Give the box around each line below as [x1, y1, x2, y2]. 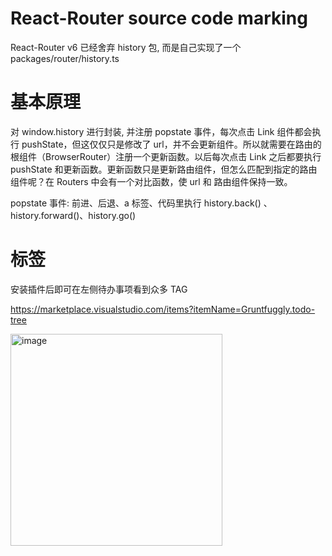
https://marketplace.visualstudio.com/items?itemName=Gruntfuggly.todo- [10, 303, 316, 315]
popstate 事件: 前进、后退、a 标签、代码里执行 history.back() [10, 197, 262, 209]
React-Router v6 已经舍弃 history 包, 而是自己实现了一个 [10, 41, 242, 53]
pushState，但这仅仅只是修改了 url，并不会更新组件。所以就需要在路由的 [21, 138, 322, 150]
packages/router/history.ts [10, 52, 120, 64]
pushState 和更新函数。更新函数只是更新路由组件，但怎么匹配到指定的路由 [10, 163, 318, 175]
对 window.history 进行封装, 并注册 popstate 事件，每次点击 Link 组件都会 [10, 125, 313, 137]
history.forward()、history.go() [10, 209, 137, 221]
